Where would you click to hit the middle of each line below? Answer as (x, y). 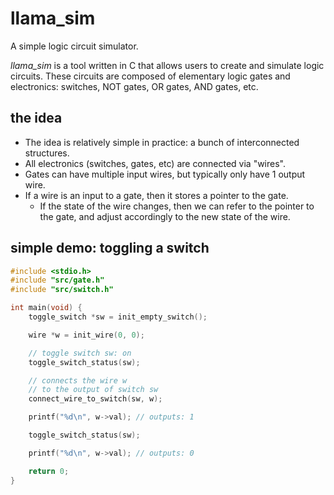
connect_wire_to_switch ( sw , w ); (95, 399)
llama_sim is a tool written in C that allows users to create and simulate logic (167, 65)
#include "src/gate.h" (57, 280)
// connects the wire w (78, 380)
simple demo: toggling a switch (110, 248)
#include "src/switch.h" (62, 290)
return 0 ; (49, 471)
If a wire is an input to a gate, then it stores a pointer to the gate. (156, 195)
